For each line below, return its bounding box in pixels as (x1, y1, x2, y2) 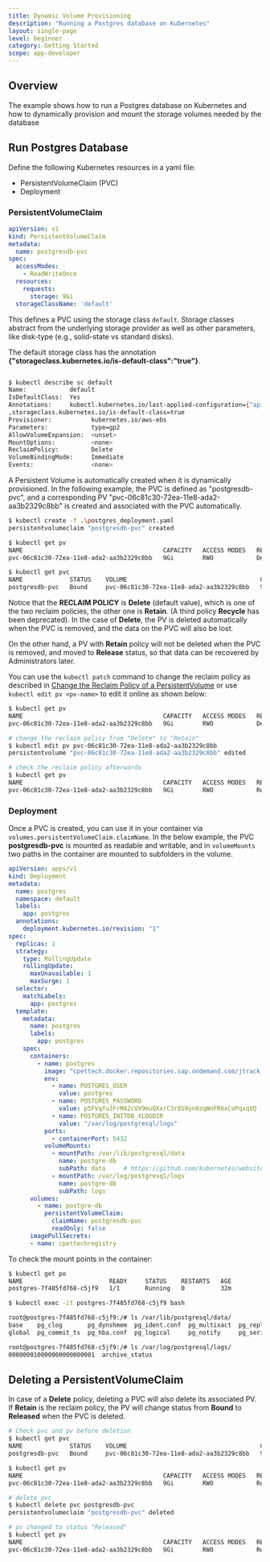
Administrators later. (8, 656, 76, 666)
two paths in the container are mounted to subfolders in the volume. (8, 850, 233, 859)
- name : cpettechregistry (29, 1239, 117, 1248)
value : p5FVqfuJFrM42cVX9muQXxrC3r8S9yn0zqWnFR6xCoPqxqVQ (59, 1105, 257, 1113)
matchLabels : (22, 992, 67, 1000)
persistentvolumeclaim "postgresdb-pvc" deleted (8, 1509, 174, 1517)
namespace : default (15, 895, 81, 903)
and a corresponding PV (27, 492, 108, 502)
